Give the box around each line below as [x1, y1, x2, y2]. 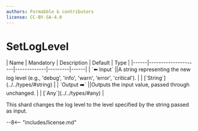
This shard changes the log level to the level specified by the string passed [6, 101, 189, 108]
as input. [6, 107, 28, 114]
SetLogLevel [6, 40, 69, 53]
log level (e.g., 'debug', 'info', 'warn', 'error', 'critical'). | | [6, 75, 143, 82]
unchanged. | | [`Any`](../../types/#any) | [6, 90, 104, 97]
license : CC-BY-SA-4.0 [6, 14, 62, 20]
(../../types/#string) [6, 81, 53, 88]
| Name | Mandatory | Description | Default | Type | [6, 59, 130, 66]
